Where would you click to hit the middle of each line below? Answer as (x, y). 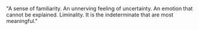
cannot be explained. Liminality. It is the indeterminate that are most (90, 15)
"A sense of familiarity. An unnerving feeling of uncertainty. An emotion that (99, 9)
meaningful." (22, 21)
